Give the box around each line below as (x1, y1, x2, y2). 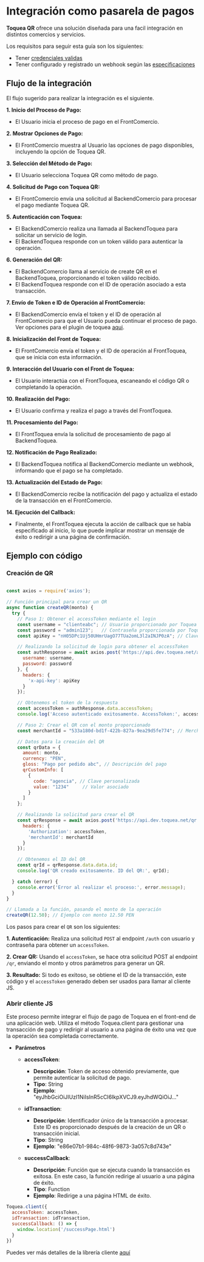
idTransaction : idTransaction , (12, 1215, 91, 1221)
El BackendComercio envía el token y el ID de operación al (15, 311, 161, 318)
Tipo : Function (33, 1186, 70, 1193)
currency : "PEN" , (22, 755, 67, 762)
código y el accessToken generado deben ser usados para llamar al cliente (6, 978, 191, 985)
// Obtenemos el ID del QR (17, 857, 86, 863)
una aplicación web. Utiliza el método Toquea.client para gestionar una (6, 1019, 184, 1027)
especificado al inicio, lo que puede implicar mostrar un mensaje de (15, 527, 185, 534)
